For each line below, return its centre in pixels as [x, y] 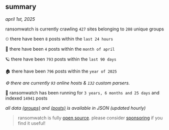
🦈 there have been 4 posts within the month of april [60, 49]
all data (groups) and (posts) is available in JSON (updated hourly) [76, 108]
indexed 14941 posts [26, 98]
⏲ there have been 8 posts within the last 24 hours [59, 39]
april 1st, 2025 [20, 19]
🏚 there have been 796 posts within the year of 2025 [61, 71]
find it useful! [32, 123]
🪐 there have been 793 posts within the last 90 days [61, 59]
